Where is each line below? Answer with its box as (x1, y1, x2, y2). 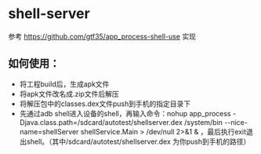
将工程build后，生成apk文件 (19, 79, 110, 89)
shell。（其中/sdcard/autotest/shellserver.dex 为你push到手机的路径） (26, 137, 251, 146)
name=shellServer (19, 126, 79, 136)
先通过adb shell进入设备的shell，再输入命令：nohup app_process (19, 108, 231, 118)
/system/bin (183, 117, 223, 126)
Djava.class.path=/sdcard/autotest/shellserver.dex (19, 117, 183, 126)
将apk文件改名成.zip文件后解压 (19, 89, 119, 98)
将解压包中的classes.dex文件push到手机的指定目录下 (19, 99, 190, 108)
